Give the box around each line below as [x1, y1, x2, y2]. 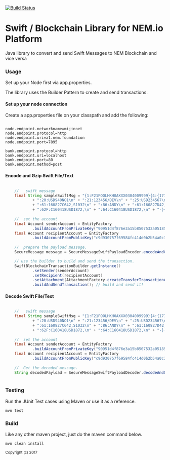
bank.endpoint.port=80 [5, 158, 53, 163]
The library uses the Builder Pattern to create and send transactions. [5, 89, 148, 96]
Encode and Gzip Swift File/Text [5, 173, 74, 179]
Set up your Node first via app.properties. [5, 80, 92, 86]
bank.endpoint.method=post [5, 162, 62, 167]
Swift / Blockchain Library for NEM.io [5, 23, 163, 34]
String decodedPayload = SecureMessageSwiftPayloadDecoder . [14, 370, 144, 375]
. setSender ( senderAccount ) [32, 268, 90, 273]
